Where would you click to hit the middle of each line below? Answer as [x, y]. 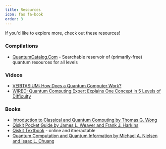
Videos [14, 75]
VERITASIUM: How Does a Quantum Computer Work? [67, 85]
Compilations [22, 46]
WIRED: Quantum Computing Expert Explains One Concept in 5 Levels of [86, 91]
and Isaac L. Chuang [33, 141]
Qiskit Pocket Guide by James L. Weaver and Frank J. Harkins [75, 125]
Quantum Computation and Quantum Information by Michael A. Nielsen [85, 136]
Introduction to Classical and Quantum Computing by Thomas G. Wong [85, 120]
